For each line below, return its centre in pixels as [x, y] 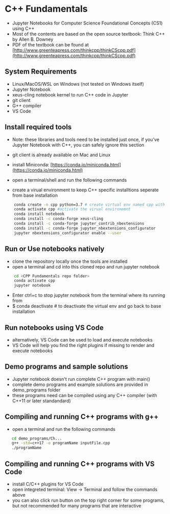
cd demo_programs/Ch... [37, 438]
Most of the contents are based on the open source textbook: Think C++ [89, 34]
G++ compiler [27, 106]
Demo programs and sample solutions [66, 367]
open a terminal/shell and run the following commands [69, 180]
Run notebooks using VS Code [54, 327]
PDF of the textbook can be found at [50, 44]
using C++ [23, 28]
